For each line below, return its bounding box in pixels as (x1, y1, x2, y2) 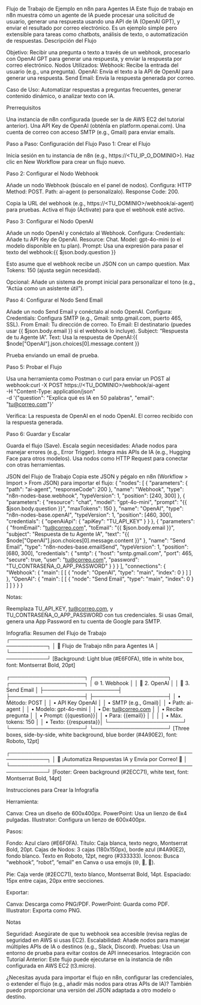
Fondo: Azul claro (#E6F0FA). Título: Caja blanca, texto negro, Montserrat (6, 839, 188, 847)
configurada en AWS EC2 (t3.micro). (6, 962, 96, 969)
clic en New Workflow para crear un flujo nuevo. (6, 158, 126, 165)
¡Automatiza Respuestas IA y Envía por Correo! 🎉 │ (62, 756, 188, 762)
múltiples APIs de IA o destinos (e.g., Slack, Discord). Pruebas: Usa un (6, 943, 180, 950)
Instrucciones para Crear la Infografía (6, 786, 99, 794)
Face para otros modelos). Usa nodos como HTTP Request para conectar (6, 455, 188, 462)
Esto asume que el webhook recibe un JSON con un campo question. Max (6, 260, 190, 267)
